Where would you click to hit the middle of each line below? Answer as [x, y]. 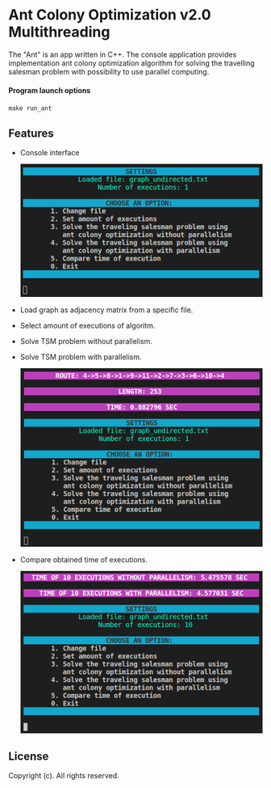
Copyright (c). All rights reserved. [64, 776]
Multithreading [59, 32]
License [29, 756]
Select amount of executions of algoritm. [88, 325]
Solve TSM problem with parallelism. [81, 357]
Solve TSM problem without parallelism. [86, 341]
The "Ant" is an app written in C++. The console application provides [123, 54]
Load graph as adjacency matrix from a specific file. [106, 310]
